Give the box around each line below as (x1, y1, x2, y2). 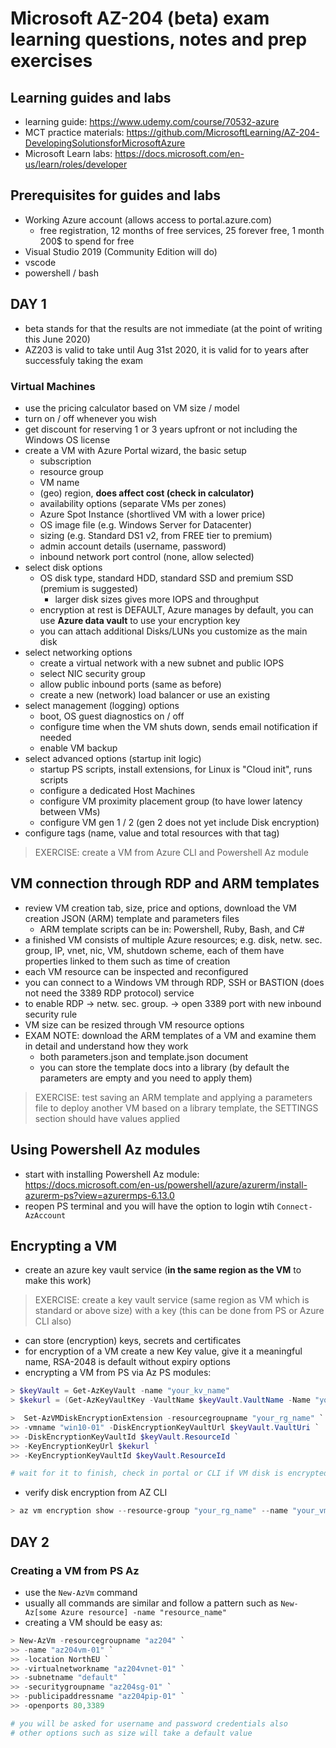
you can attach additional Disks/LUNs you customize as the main (39, 625, 308, 637)
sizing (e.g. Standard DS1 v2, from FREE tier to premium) (39, 529, 273, 541)
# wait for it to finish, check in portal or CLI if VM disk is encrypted (10, 1468, 329, 1479)
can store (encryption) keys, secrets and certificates (24, 1335, 242, 1347)
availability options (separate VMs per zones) (39, 497, 227, 509)
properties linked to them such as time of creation (24, 955, 231, 967)
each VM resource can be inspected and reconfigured (24, 965, 249, 977)
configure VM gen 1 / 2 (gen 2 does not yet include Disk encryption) (39, 816, 320, 828)
